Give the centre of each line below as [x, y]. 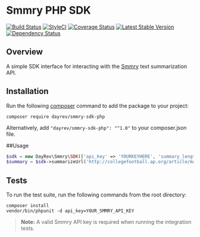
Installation [27, 91]
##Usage [18, 145]
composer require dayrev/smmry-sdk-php [56, 117]
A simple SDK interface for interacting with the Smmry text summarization [97, 66]
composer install [28, 206]
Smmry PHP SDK [49, 10]
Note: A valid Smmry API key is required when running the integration [106, 222]
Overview [25, 52]
